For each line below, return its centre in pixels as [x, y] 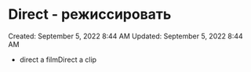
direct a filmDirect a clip [58, 59]
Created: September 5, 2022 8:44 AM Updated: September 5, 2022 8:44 [125, 36]
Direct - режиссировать [90, 14]
